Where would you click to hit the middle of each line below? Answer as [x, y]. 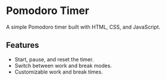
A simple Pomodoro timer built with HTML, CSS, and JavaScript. [83, 27]
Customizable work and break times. [59, 72]
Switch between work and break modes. [63, 65]
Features [23, 45]
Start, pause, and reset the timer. [54, 59]
